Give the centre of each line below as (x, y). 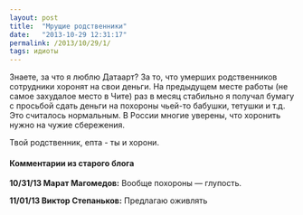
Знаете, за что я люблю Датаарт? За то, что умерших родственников (143, 77)
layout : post (34, 18)
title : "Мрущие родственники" (68, 26)
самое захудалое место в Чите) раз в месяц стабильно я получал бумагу (152, 97)
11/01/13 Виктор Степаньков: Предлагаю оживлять (109, 201)
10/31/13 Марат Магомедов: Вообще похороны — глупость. (126, 183)
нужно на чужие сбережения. (67, 125)
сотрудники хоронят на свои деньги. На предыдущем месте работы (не (149, 87)
